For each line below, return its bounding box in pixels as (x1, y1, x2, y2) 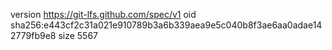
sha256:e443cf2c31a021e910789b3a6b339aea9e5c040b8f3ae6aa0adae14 (10, 19, 323, 31)
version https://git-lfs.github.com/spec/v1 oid (10, 9, 197, 20)
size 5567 (58, 30, 99, 41)
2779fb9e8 (10, 30, 57, 41)
